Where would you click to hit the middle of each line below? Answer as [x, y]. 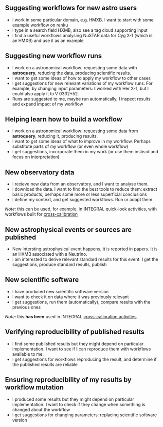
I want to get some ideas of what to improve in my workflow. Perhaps [81, 142]
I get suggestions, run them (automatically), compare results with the [81, 302]
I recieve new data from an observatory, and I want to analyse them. [80, 184]
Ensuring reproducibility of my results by [68, 380]
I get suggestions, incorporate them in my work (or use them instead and [85, 152]
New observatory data [40, 172]
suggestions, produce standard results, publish [59, 264]
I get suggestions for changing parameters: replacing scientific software [84, 415]
